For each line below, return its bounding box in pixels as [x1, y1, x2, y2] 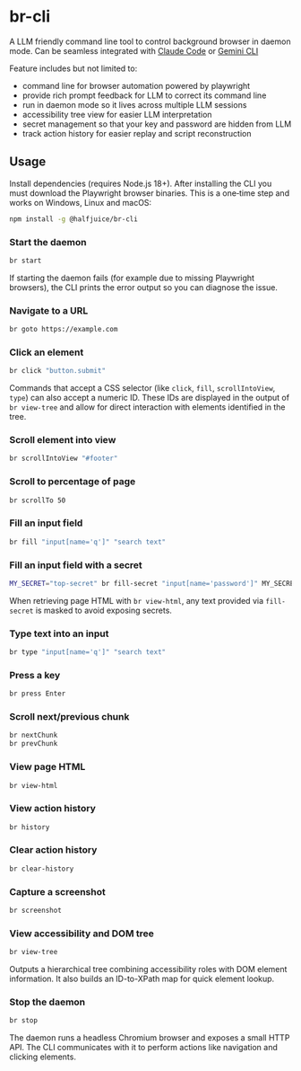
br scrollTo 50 [9, 496, 66, 505]
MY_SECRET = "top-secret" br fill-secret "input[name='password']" [9, 579, 258, 588]
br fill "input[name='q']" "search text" [9, 537, 167, 546]
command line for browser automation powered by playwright [21, 80, 251, 91]
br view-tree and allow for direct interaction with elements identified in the [9, 402, 286, 412]
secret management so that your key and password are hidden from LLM [21, 119, 292, 129]
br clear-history [9, 864, 74, 873]
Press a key [9, 668, 61, 681]
